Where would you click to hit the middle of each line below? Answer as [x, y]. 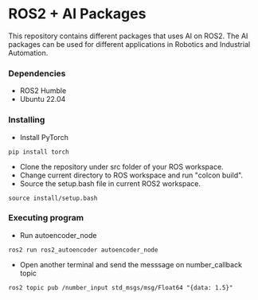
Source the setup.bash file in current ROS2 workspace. [110, 183]
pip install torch [39, 152]
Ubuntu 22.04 [43, 99]
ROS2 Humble [43, 91]
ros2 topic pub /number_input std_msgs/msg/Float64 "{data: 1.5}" [121, 287]
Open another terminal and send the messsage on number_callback [131, 264]
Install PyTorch [44, 137]
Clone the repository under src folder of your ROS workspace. [122, 166]
